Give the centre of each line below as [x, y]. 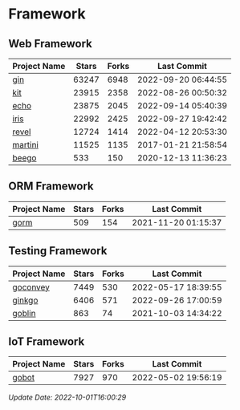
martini [25, 145]
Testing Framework [58, 251]
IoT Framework [47, 342]
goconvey [31, 287]
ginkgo [25, 300]
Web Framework [50, 44]
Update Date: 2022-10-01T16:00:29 [67, 397]
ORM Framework [51, 187]
